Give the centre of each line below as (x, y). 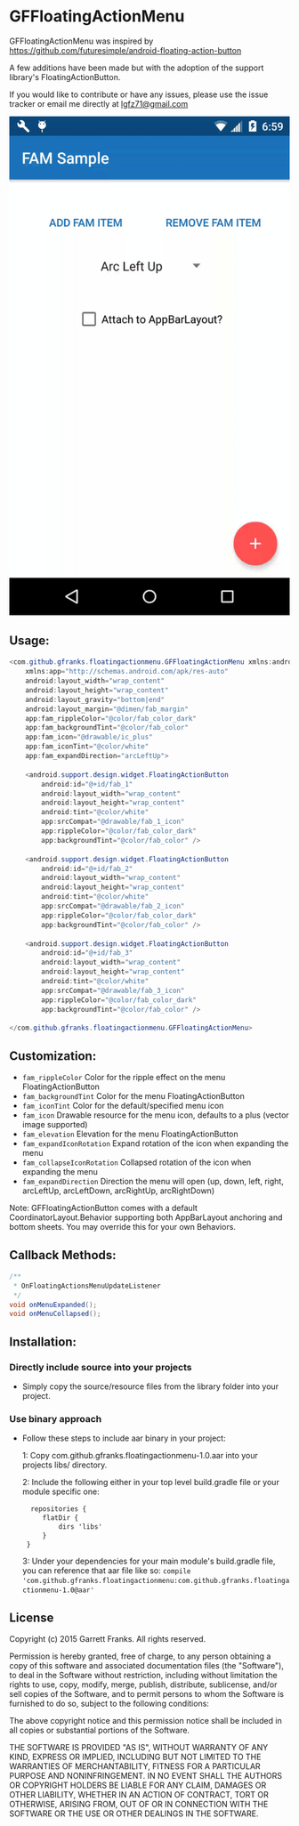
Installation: (43, 1341)
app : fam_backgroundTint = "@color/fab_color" (107, 728)
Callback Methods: (63, 1255)
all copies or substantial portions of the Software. (99, 1730)
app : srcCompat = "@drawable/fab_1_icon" (113, 822)
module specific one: (61, 1491)
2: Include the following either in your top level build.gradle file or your (151, 1483)
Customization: (53, 1056)
